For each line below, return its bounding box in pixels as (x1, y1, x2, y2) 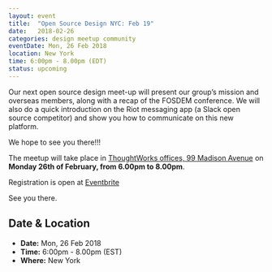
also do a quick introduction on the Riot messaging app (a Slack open (8, 104, 241, 114)
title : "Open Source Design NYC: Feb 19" (8, 19, 154, 28)
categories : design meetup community (8, 34, 136, 43)
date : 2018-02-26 (8, 27, 75, 35)
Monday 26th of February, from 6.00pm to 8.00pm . (8, 162, 185, 171)
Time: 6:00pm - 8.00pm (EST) (19, 247, 123, 257)
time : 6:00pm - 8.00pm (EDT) (8, 58, 107, 66)
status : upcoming (8, 65, 67, 73)
